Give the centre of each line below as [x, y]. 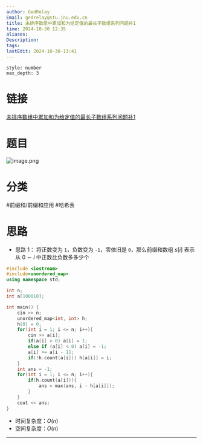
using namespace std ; [34, 280]
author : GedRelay [28, 12]
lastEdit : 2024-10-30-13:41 [42, 51]
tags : [13, 46]
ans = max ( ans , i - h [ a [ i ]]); [76, 386]
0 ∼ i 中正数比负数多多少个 [56, 257]
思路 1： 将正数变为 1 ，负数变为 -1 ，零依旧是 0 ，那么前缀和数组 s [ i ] [99, 249]
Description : [23, 40]
